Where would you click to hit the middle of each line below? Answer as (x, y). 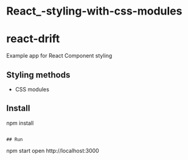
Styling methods (38, 75)
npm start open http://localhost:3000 (53, 150)
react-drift (33, 39)
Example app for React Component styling (59, 56)
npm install (20, 123)
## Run (15, 139)
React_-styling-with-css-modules (94, 11)
